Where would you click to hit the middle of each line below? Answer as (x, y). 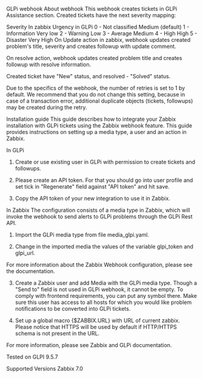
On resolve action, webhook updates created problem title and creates (94, 58)
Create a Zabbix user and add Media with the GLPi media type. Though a (106, 283)
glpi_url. (25, 253)
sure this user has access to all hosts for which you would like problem (103, 302)
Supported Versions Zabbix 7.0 (45, 369)
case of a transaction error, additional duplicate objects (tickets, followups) (100, 101)
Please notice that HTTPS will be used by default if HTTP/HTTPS (96, 327)
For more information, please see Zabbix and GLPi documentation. (89, 345)
